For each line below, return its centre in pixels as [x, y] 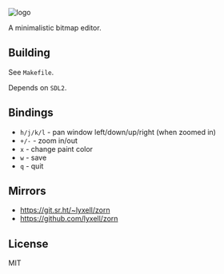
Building [29, 53]
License [28, 244]
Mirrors [27, 191]
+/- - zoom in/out [49, 141]
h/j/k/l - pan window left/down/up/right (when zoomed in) [118, 132]
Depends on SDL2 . [38, 87]
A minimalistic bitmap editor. [55, 28]
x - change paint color [56, 149]
